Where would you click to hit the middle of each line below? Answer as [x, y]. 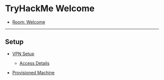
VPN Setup [23, 54]
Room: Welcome [29, 22]
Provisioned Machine [33, 72]
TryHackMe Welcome [50, 9]
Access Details [34, 63]
